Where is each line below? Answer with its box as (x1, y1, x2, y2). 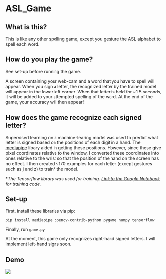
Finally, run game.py (5, 226, 45, 232)
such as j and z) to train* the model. (5, 166, 79, 172)
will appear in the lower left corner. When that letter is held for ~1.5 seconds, (5, 89, 162, 94)
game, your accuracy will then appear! (5, 99, 84, 105)
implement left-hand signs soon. (5, 241, 72, 247)
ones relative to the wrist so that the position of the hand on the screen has (5, 155, 159, 161)
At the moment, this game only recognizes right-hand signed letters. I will (5, 236, 156, 242)
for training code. (5, 181, 41, 186)
